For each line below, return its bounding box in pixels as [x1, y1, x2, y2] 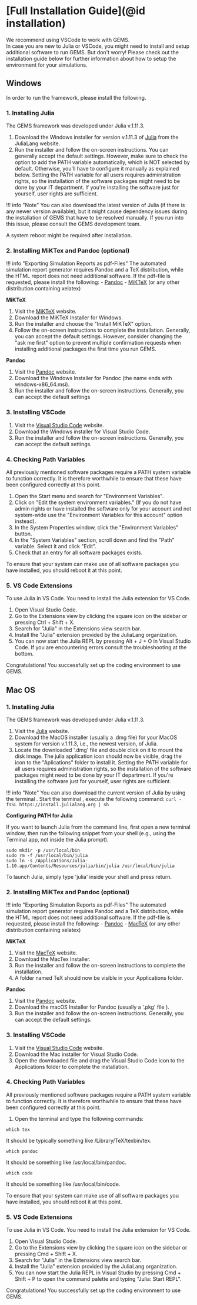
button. [14, 530, 32, 537]
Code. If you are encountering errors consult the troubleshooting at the [14, 644, 187, 651]
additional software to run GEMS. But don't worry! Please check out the [6, 48, 179, 55]
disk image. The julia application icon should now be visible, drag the [14, 753, 182, 760]
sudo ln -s [6, 858, 33, 864]
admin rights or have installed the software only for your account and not [14, 505, 192, 512]
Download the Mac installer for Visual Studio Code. [14, 1051, 138, 1058]
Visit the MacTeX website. [14, 949, 78, 957]
